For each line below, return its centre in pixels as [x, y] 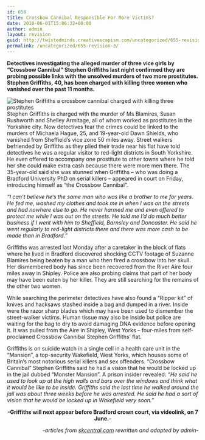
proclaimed [21, 337]
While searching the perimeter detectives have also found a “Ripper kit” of [100, 298]
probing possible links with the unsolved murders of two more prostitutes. [102, 76]
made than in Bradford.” [37, 236]
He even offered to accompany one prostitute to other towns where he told [101, 159]
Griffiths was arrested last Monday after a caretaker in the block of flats [96, 247]
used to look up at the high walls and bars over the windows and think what [102, 380]
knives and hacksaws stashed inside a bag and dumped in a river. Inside [98, 304]
